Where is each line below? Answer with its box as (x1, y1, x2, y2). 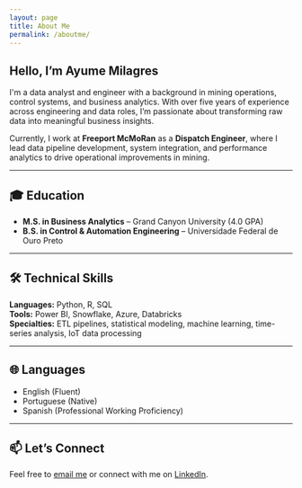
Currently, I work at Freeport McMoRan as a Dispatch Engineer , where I (9, 133, 278, 144)
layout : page (9, 13, 58, 22)
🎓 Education (9, 188, 85, 203)
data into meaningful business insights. (9, 116, 155, 127)
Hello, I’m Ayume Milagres (9, 63, 159, 78)
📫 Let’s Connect (9, 441, 105, 457)
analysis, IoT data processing (33, 327, 142, 338)
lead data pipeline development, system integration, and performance (9, 143, 268, 154)
